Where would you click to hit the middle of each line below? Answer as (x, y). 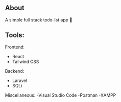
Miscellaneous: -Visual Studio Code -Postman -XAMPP (60, 95)
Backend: (15, 71)
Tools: (15, 35)
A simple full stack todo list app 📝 (39, 20)
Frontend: (15, 47)
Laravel (20, 81)
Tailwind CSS (25, 61)
